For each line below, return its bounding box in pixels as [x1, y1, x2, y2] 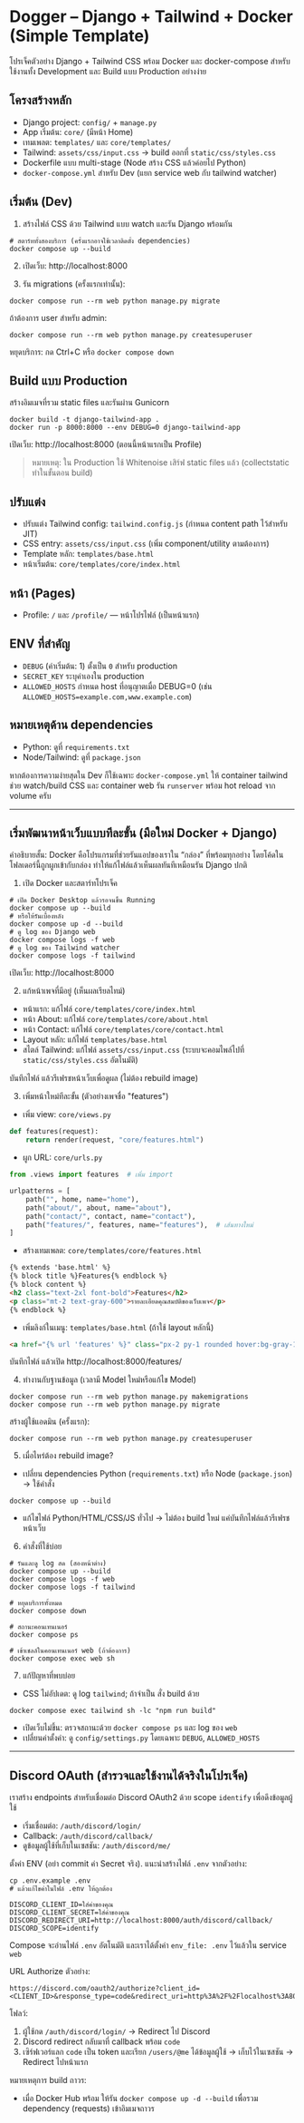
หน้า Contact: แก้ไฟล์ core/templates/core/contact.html [22, 1024, 224, 1035]
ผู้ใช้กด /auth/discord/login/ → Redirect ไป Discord [22, 2026, 211, 2037]
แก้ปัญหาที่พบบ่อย [22, 1670, 75, 1681]
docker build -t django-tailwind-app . [9, 415, 160, 424]
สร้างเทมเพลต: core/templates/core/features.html [22, 1245, 202, 1256]
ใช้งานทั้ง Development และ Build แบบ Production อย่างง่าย [9, 65, 206, 76]
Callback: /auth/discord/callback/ [22, 1830, 154, 1842]
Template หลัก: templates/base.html [22, 549, 155, 560]
